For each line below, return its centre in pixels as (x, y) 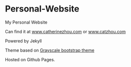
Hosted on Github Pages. (30, 59)
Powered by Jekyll (24, 41)
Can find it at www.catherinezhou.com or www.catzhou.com (65, 31)
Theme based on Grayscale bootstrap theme (50, 50)
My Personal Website (26, 22)
